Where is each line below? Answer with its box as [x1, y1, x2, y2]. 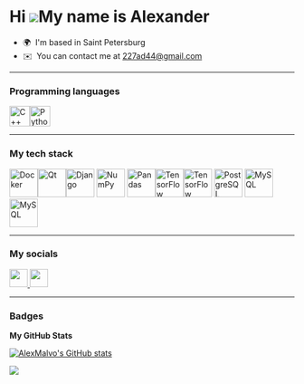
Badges [9, 310, 43, 322]
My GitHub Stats [9, 331, 73, 341]
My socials [9, 247, 59, 260]
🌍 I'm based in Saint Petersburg [22, 36, 146, 47]
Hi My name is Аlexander [9, 6, 210, 27]
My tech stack [9, 148, 74, 160]
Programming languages [9, 84, 120, 97]
